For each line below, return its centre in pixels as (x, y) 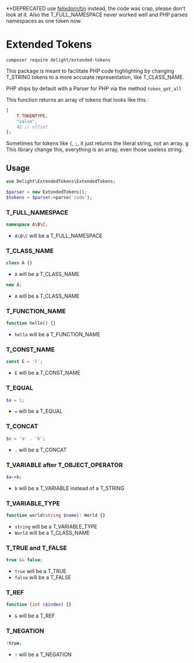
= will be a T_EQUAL (38, 411)
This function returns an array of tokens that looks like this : (77, 99)
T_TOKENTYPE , (32, 116)
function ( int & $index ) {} (39, 605)
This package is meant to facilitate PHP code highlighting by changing (90, 71)
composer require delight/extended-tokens (58, 60)
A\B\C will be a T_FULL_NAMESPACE (59, 236)
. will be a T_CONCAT (40, 450)
